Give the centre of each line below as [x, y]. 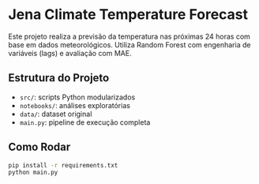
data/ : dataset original [56, 114]
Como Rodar [39, 147]
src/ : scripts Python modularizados [77, 97]
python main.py [33, 173]
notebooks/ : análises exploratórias [75, 105]
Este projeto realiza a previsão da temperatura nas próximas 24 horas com [129, 36]
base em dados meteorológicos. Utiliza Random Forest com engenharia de [129, 44]
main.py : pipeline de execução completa [85, 122]
